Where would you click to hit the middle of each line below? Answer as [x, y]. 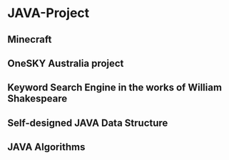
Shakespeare [37, 98]
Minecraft [30, 39]
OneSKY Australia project [66, 63]
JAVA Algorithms [46, 147]
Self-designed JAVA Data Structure [88, 123]
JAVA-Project [49, 13]
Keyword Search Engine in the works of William [115, 88]
